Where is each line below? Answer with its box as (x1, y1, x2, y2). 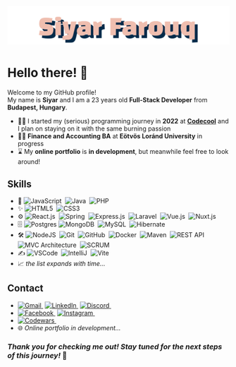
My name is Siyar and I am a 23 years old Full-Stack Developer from (7, 96, 208, 104)
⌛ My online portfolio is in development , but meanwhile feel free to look (17, 148, 229, 156)
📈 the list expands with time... (17, 260, 106, 268)
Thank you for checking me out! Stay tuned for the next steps (7, 342, 223, 351)
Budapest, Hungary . (7, 103, 68, 112)
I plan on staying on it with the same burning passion (17, 124, 171, 133)
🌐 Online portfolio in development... (17, 323, 121, 332)
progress (17, 140, 44, 148)
